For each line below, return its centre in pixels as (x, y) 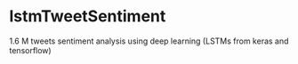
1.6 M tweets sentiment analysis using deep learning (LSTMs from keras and (149, 41)
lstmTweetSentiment (88, 16)
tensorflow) (30, 50)
